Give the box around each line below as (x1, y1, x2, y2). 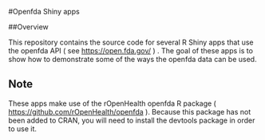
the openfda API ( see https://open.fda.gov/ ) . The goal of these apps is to (8, 46, 254, 55)
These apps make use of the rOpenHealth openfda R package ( (8, 99, 217, 108)
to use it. (8, 123, 38, 134)
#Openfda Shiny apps (8, 7, 80, 16)
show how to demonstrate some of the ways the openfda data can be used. (8, 55, 257, 64)
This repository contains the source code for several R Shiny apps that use (8, 37, 254, 47)
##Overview (8, 22, 49, 31)
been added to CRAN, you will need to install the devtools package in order (8, 115, 255, 125)
